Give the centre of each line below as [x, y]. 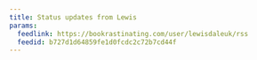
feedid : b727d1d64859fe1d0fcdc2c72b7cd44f [97, 42]
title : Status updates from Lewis [73, 17]
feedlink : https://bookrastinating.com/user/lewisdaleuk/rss [133, 34]
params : [24, 26]
